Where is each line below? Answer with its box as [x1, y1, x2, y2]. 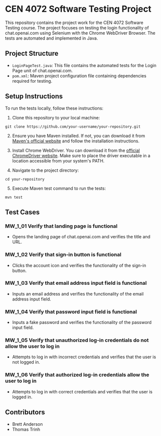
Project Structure [5, 49, 59, 58]
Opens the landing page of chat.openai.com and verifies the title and [12, 234, 150, 240]
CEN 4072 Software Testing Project [5, 3, 152, 15]
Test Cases [5, 208, 40, 216]
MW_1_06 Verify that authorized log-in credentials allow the [5, 371, 150, 378]
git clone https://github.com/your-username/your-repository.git [5, 124, 141, 129]
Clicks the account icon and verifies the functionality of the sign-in [12, 262, 146, 268]
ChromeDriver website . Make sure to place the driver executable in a [12, 153, 150, 159]
